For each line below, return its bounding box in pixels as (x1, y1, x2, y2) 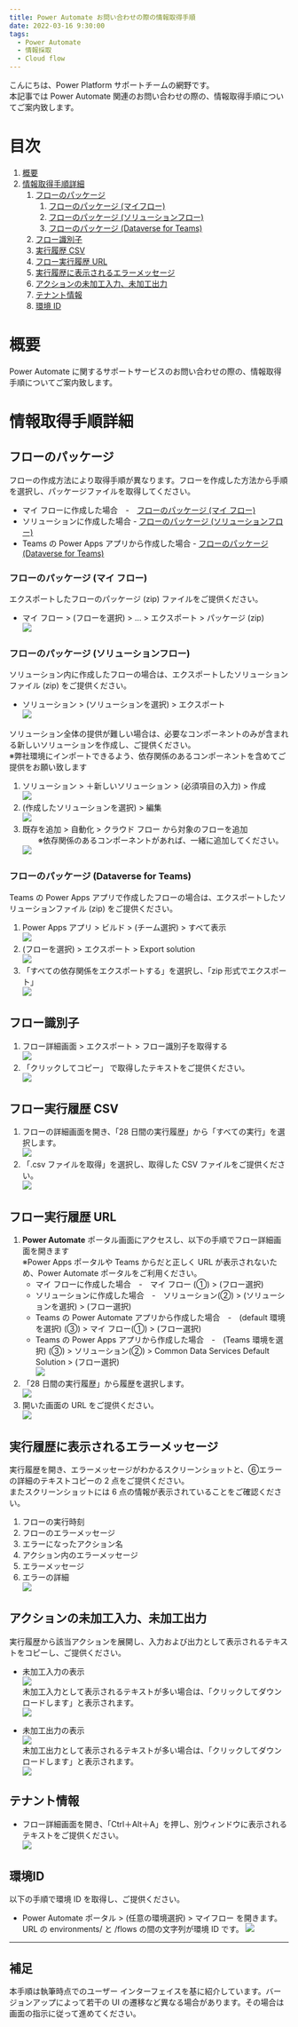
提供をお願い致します (9, 762, 87, 772)
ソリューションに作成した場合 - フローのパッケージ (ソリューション (21, 516, 268, 527)
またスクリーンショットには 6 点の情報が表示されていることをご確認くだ (9, 1486, 275, 1497)
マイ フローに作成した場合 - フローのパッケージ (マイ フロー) (21, 504, 255, 515)
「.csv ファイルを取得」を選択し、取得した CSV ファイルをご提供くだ (21, 1160, 278, 1170)
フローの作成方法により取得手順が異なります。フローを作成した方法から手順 (9, 474, 288, 485)
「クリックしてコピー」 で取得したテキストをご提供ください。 (21, 1062, 250, 1073)
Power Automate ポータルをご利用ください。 (37, 1268, 202, 1279)
